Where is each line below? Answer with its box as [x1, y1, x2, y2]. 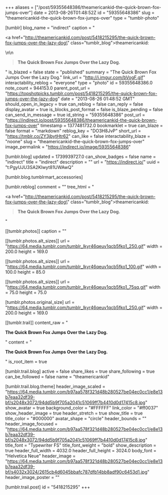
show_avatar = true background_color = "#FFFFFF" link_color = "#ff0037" [5, 405, 158, 410]
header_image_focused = [5, 421, 58, 427]
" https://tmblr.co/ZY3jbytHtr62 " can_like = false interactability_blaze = [5, 133, 150, 139]
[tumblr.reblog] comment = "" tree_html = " [5, 184, 94, 190]
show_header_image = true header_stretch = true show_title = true [5, 410, 143, 416]
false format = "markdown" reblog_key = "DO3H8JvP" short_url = [5, 128, 141, 134]
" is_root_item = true [5, 359, 48, 364]
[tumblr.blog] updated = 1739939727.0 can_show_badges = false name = [5, 153, 156, 159]
